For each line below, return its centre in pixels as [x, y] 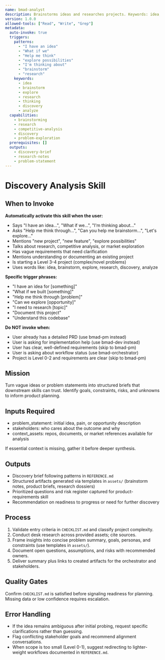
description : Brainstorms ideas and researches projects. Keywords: [77, 14]
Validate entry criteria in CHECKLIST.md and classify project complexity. [83, 529]
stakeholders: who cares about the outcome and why [66, 428]
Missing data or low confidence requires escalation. [57, 599]
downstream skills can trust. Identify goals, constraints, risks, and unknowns [82, 390]
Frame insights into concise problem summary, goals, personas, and [81, 540]
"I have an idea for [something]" [45, 286]
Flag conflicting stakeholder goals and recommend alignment [74, 637]
